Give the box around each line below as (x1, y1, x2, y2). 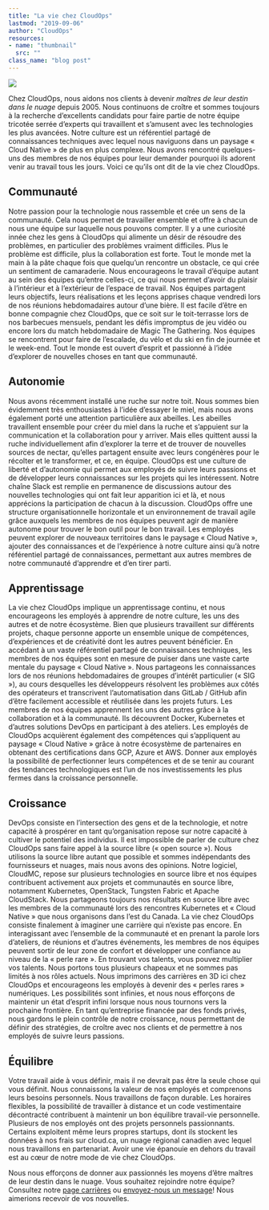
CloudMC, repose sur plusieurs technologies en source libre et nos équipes (8, 869, 258, 879)
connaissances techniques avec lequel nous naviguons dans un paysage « (8, 136, 255, 145)
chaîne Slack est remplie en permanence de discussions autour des (8, 481, 232, 491)
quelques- (221, 145, 256, 154)
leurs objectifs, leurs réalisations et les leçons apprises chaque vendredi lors (8, 291, 261, 301)
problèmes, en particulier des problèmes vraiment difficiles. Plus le (8, 240, 229, 250)
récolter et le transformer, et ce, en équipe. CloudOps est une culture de (8, 455, 247, 466)
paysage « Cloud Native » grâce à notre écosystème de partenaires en (8, 739, 242, 749)
